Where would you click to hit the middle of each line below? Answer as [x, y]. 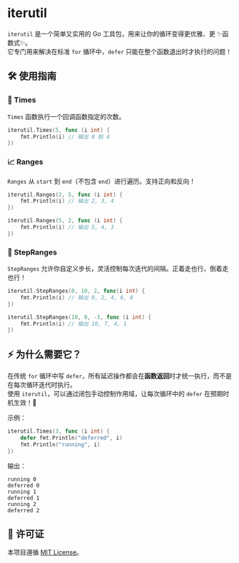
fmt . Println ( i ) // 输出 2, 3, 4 [67, 201]
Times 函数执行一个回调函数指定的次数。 [66, 116]
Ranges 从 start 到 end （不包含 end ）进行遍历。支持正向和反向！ [102, 181]
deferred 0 [24, 485]
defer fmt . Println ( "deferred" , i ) [71, 438]
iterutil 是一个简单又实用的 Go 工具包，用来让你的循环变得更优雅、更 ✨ [115, 33]
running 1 [22, 492]
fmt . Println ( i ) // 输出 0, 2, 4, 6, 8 [77, 297]
